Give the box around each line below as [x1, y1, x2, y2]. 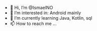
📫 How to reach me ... [10, 21, 57, 27]
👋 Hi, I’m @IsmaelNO [10, 5, 53, 10]
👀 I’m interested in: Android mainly [10, 10, 81, 16]
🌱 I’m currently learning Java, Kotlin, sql [10, 15, 92, 21]
